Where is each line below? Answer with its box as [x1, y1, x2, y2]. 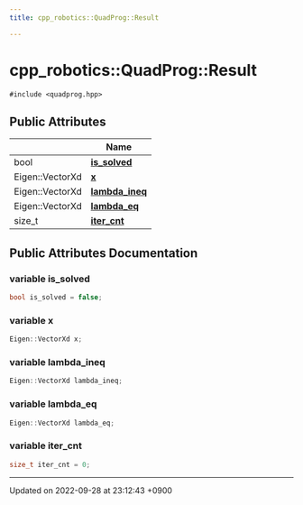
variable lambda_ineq [9, 356, 106, 369]
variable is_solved [9, 272, 90, 285]
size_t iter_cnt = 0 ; [9, 460, 91, 469]
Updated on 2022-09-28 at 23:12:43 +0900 [9, 484, 173, 496]
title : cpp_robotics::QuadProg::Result [9, 13, 160, 23]
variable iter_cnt [9, 439, 83, 452]
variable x [9, 314, 54, 326]
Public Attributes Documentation [9, 245, 198, 261]
